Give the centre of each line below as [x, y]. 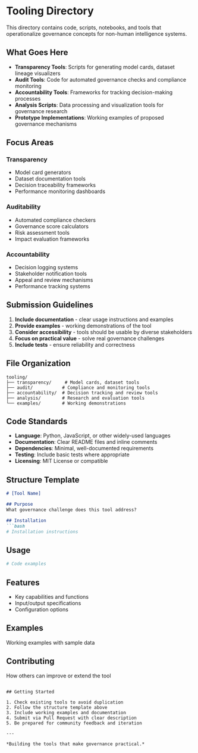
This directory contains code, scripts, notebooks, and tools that [84, 27]
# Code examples [26, 564]
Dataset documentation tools [50, 179]
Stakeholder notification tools [51, 274]
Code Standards [37, 421]
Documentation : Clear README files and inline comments [86, 442]
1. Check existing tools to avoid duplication [65, 702]
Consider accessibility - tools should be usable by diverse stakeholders [103, 332]
